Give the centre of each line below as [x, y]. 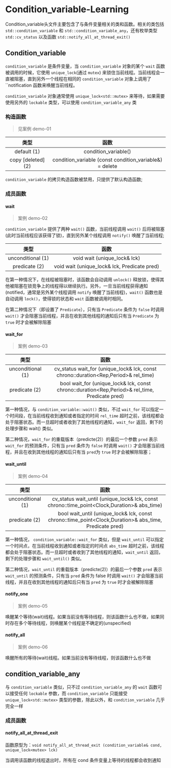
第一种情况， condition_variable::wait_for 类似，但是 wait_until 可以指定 [84, 539]
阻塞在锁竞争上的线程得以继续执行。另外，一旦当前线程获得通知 [81, 286]
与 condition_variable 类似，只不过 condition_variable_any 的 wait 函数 [81, 687]
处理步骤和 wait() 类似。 [31, 429]
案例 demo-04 [33, 476]
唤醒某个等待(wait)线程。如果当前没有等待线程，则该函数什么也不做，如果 [83, 616]
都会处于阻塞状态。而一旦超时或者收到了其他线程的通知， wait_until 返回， [84, 552]
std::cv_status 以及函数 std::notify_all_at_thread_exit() [68, 37]
